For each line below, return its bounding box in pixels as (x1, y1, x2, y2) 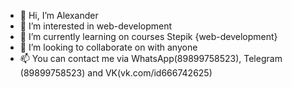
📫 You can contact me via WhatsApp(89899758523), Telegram (19, 53, 283, 64)
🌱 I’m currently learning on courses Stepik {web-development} (19, 31, 278, 42)
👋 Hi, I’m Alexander (19, 10, 99, 21)
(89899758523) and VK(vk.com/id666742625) (19, 67, 213, 79)
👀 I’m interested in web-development (19, 20, 173, 32)
